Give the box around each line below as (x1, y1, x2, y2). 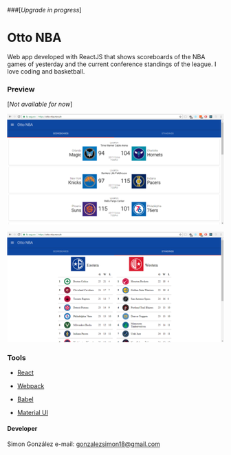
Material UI (16, 409, 49, 417)
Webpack (16, 382, 45, 390)
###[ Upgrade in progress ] (7, 6, 82, 14)
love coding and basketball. (7, 67, 85, 75)
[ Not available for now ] (7, 100, 73, 109)
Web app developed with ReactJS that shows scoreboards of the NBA (7, 52, 206, 61)
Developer (7, 424, 38, 432)
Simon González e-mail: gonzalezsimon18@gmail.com (7, 440, 160, 448)
